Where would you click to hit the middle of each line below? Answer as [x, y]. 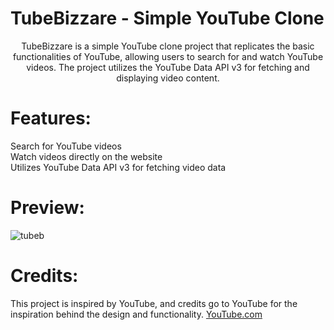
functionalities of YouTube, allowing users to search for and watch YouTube [168, 56]
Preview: [47, 208]
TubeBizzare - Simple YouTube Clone [167, 18]
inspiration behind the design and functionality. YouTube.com [136, 314]
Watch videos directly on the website [86, 156]
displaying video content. [168, 78]
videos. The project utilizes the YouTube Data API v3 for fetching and [168, 67]
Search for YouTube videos [66, 146]
